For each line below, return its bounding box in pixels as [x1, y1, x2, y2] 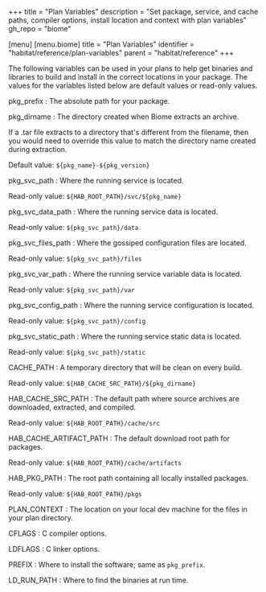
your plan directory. [8, 513, 74, 522]
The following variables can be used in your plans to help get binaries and [8, 64, 253, 73]
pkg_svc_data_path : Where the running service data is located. [8, 207, 219, 216]
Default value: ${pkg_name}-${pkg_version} [8, 160, 150, 170]
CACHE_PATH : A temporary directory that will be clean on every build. [8, 363, 243, 372]
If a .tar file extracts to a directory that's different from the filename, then [8, 128, 249, 137]
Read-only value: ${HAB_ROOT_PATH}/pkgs [8, 489, 142, 498]
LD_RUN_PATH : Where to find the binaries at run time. [8, 575, 189, 585]
